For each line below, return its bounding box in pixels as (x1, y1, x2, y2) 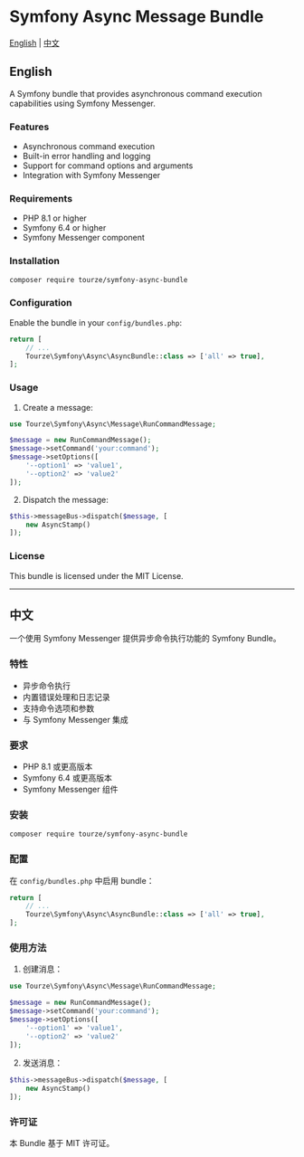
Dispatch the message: (22, 494, 109, 505)
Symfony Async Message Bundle (9, 6, 264, 27)
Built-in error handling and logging (22, 151, 151, 162)
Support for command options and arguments (22, 160, 194, 171)
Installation (9, 255, 61, 268)
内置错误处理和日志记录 (22, 691, 110, 702)
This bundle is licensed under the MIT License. (9, 570, 184, 581)
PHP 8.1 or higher (22, 213, 88, 223)
